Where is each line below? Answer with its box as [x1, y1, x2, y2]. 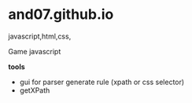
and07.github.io [8, 6, 114, 24]
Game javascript [8, 46, 61, 56]
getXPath [19, 85, 50, 95]
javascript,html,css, [8, 31, 72, 41]
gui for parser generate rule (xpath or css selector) [19, 77, 185, 86]
